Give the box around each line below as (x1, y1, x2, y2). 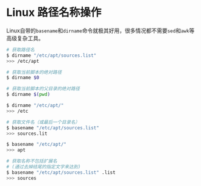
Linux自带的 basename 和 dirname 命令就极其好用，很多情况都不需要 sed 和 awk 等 (6, 27, 195, 34)
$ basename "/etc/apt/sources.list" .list (6, 169, 116, 176)
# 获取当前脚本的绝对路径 (6, 69, 62, 75)
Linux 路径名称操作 (6, 5, 102, 20)
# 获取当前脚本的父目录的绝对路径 (6, 86, 80, 92)
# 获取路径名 (6, 46, 35, 52)
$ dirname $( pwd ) (6, 91, 51, 98)
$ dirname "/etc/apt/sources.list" (6, 52, 97, 59)
